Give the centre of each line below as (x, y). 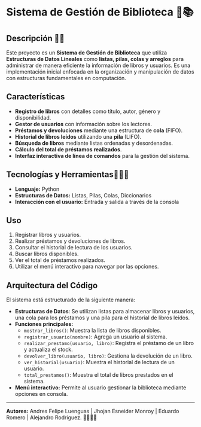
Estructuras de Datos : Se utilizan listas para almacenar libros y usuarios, (105, 312)
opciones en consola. (41, 394)
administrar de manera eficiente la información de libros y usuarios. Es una (98, 65)
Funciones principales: (44, 324)
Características (36, 97)
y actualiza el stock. (48, 350)
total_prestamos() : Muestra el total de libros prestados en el (98, 375)
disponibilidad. (33, 117)
